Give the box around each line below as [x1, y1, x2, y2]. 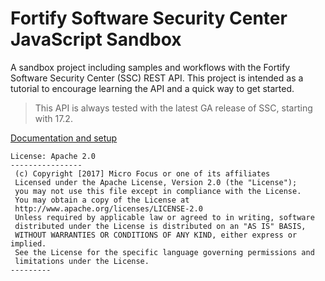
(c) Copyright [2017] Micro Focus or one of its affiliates [14, 168, 271, 179]
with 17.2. [34, 112, 73, 124]
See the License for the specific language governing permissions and [14, 247, 315, 257]
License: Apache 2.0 [10, 151, 97, 161]
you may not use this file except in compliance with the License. [14, 186, 302, 196]
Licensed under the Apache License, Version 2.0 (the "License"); [14, 177, 298, 187]
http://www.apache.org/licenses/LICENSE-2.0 [14, 203, 203, 214]
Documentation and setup [10, 132, 118, 144]
